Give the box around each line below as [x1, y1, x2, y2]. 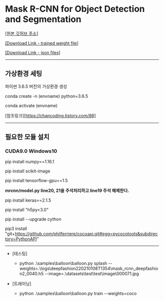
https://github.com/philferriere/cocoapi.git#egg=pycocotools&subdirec [14, 231, 158, 237]
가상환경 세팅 [5, 70, 42, 78]
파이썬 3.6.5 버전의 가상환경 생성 [5, 83, 67, 89]
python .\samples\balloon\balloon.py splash [19, 261, 107, 266]
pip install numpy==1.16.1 [5, 159, 55, 165]
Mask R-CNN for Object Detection [5, 3, 145, 15]
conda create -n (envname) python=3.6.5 [5, 93, 88, 99]
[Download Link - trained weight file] [5, 40, 79, 46]
